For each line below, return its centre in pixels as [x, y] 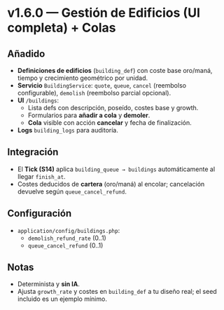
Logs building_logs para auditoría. [68, 130]
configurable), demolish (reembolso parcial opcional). [94, 93]
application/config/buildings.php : [69, 230]
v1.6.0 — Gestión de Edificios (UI [104, 13]
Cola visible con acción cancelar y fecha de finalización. [110, 123]
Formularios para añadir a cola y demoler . [89, 115]
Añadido [26, 54]
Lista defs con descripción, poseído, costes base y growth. [113, 108]
